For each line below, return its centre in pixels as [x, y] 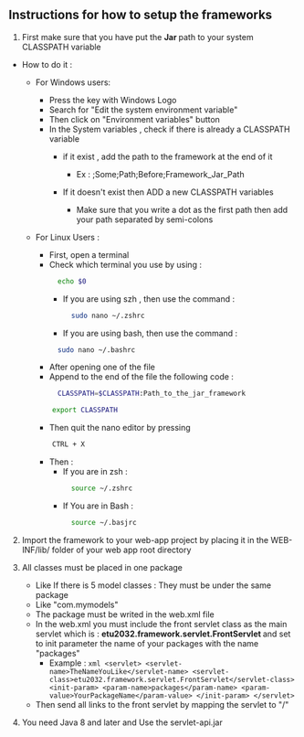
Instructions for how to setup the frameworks [141, 15]
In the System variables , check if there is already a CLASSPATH [169, 129]
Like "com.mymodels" [77, 604]
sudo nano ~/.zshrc [108, 315]
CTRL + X [69, 444]
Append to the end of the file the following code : [142, 377]
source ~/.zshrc [102, 488]
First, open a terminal [89, 254]
